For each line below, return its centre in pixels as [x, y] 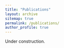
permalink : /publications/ [32, 23]
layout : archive [21, 14]
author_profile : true [27, 28]
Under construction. [25, 41]
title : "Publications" [28, 9]
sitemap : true [19, 18]
